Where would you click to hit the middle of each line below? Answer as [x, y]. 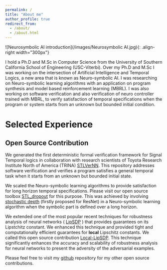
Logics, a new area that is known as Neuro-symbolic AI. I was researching [81, 78]
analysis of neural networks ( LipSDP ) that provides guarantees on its [77, 222]
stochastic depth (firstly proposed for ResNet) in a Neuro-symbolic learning [83, 202]
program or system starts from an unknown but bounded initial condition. [80, 104]
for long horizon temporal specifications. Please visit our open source [77, 191]
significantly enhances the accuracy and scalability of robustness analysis [82, 243]
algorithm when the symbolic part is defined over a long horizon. [72, 207]
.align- [148, 47]
